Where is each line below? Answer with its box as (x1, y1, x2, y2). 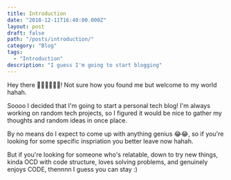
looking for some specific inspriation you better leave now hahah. (7, 136, 194, 145)
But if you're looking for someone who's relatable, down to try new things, (7, 150, 219, 159)
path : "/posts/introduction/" (7, 36, 95, 43)
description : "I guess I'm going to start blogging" (7, 62, 163, 69)
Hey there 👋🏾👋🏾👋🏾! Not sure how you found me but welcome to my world (7, 80, 217, 89)
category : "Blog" (7, 42, 57, 49)
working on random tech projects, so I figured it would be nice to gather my (7, 109, 223, 117)
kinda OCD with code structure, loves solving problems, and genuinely (7, 157, 208, 166)
